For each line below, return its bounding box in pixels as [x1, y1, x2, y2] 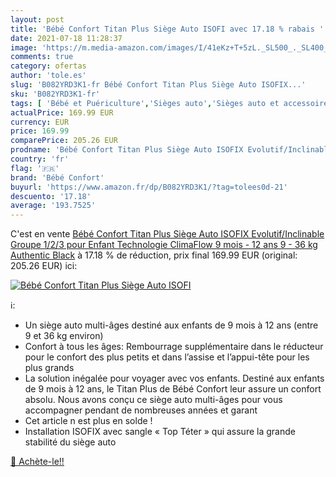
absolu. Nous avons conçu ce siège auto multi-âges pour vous [24, 394, 283, 406]
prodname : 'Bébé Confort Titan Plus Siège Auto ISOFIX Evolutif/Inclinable [10, 145, 333, 155]
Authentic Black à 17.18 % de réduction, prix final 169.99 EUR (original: [10, 249, 298, 261]
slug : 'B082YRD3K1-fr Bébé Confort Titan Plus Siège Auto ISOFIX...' [10, 80, 307, 90]
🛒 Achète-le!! [10, 456, 65, 468]
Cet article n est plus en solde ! [24, 415, 153, 427]
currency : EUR [10, 117, 70, 127]
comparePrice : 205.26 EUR [10, 136, 118, 146]
